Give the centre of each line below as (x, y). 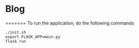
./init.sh (16, 32)
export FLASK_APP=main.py (33, 37)
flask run (16, 41)
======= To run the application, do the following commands (70, 23)
